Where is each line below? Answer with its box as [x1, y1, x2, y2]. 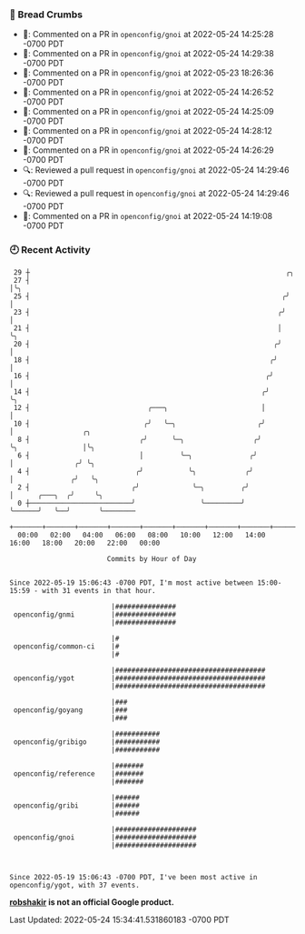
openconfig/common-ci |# [13, 641, 120, 651]
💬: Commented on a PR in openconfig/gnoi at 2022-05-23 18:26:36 [22, 67, 274, 78]
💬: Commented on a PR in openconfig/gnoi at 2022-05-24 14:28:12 [22, 126, 272, 136]
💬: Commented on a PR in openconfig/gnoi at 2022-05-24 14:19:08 [22, 211, 273, 222]
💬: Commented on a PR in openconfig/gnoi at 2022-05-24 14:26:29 [22, 145, 274, 156]
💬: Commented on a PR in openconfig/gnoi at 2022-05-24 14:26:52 [22, 86, 274, 98]
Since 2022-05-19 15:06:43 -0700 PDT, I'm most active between [9, 577, 254, 588]
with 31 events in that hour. [42, 586, 156, 595]
